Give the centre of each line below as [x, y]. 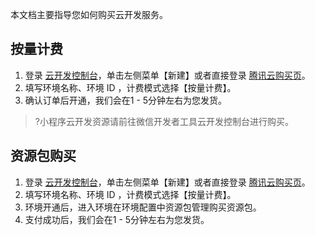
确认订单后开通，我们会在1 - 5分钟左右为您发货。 [126, 100]
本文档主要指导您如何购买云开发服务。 [89, 14]
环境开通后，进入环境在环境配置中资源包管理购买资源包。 [143, 207]
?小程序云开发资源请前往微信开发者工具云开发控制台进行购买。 [164, 121]
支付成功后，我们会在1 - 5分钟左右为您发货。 [117, 219]
